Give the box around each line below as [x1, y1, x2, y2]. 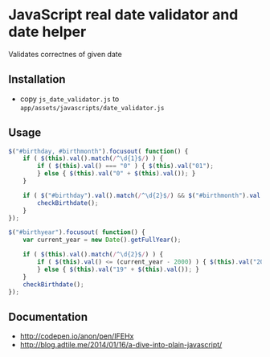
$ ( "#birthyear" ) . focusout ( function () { [8, 228, 146, 236]
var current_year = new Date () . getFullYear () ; [22, 236, 182, 244]
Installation [8, 72, 66, 86]
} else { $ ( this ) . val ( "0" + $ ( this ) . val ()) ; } [37, 170, 196, 178]
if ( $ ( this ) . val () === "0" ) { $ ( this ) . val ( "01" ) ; [37, 162, 215, 170]
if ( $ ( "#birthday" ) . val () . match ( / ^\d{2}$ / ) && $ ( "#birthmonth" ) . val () [22, 191, 268, 199]
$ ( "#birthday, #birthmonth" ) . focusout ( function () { [8, 147, 189, 155]
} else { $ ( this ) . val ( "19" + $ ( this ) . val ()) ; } [37, 265, 199, 273]
